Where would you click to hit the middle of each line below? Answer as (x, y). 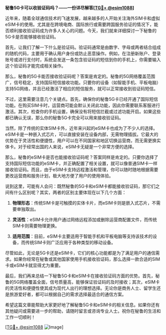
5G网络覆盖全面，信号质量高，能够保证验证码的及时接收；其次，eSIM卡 (87, 282)
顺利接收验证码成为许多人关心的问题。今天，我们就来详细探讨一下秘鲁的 (83, 31)
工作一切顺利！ (20, 317)
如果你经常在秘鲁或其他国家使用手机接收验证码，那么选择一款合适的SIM (87, 259)
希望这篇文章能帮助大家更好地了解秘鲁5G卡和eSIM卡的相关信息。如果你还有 (83, 305)
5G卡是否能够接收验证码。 (32, 37)
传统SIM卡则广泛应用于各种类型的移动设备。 (71, 242)
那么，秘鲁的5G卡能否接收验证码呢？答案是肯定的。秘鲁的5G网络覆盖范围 (80, 76)
